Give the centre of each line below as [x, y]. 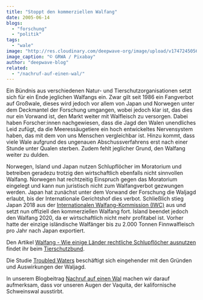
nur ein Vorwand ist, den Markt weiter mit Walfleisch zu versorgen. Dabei [97, 116]
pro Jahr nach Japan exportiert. [46, 231]
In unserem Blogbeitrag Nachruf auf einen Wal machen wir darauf [88, 279]
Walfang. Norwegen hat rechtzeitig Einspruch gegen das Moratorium [92, 179]
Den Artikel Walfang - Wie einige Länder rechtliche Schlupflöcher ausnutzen [101, 243]
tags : [13, 40]
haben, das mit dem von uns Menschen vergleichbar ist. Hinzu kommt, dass [101, 136]
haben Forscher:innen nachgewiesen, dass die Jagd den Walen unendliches [101, 123]
